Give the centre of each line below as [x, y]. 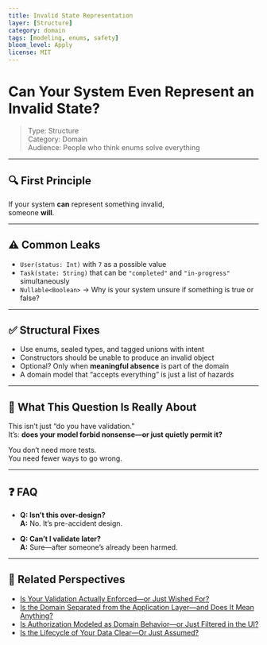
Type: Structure [53, 130]
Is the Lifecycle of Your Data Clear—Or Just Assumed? [109, 632]
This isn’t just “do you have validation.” [72, 427]
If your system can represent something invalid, [87, 204]
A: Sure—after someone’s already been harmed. [99, 547]
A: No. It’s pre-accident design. [71, 523]
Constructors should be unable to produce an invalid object [117, 357]
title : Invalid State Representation [71, 15]
